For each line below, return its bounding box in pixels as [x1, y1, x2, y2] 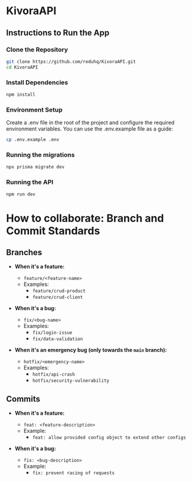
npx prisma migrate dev [6, 164, 65, 170]
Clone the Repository [6, 45, 69, 54]
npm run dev [6, 191, 35, 197]
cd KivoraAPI [6, 64, 38, 70]
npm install [6, 92, 35, 97]
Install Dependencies [6, 78, 69, 86]
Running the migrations [6, 151, 75, 159]
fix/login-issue [32, 330, 73, 336]
